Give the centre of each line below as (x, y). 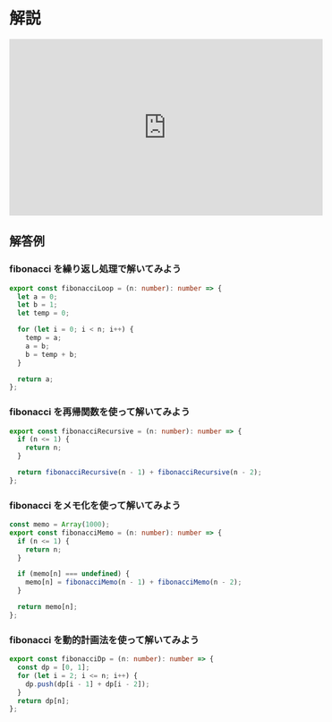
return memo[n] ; (47, 607)
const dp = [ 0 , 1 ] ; (54, 668)
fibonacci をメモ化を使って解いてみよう (95, 505)
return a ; (35, 379)
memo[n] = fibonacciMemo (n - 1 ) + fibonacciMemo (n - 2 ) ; (134, 583)
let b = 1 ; (38, 305)
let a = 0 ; (38, 297)
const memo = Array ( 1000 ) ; (60, 525)
